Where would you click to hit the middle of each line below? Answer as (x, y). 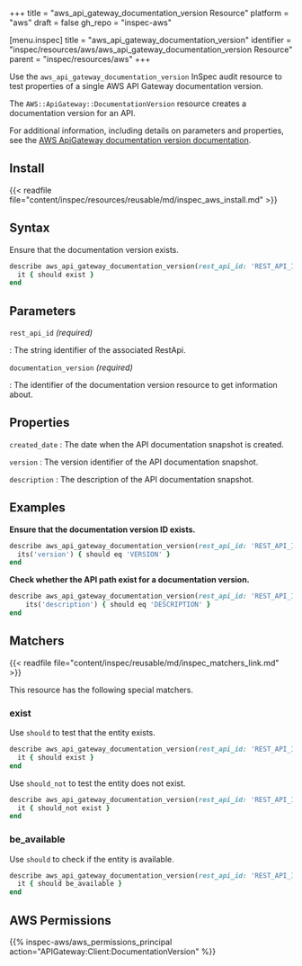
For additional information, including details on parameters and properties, (147, 131)
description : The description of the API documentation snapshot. (132, 479)
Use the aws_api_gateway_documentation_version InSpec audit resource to (146, 77)
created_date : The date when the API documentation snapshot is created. (147, 444)
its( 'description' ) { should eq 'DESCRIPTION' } (118, 605)
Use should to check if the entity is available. (92, 859)
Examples (37, 508)
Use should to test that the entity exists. (82, 733)
